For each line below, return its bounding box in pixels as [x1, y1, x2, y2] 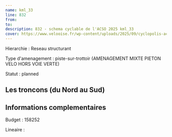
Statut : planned [5, 71, 39, 77]
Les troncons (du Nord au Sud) [5, 86, 105, 94]
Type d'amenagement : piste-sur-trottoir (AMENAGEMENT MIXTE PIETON [5, 55, 161, 62]
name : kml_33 [5, 7, 33, 13]
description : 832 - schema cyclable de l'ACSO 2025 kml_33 [5, 27, 134, 32]
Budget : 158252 [5, 116, 40, 123]
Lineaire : [5, 127, 25, 133]
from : [5, 17, 17, 22]
